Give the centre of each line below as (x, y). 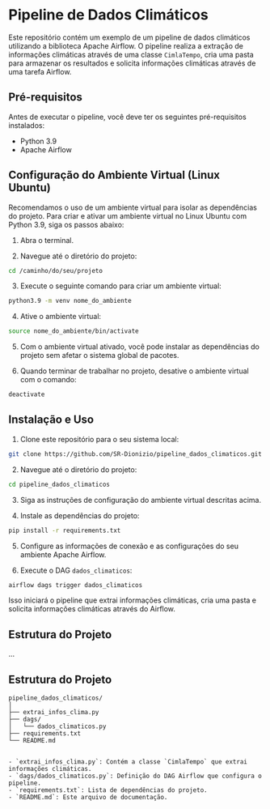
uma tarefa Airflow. (40, 71)
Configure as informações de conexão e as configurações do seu (129, 546)
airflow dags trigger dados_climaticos (76, 585)
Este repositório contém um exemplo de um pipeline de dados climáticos (129, 37)
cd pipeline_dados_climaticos (59, 484)
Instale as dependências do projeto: (80, 515)
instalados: (27, 125)
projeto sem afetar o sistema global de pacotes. (99, 356)
